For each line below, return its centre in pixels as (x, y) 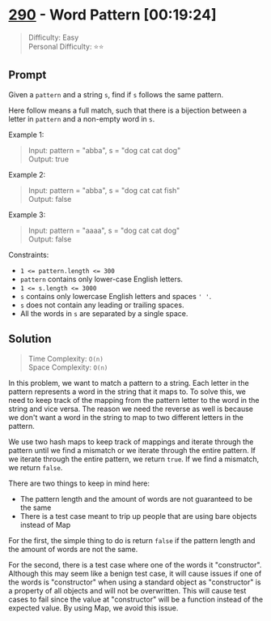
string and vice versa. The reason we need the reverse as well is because (131, 409)
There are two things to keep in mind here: (79, 483)
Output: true (49, 159)
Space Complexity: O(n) (68, 367)
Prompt (28, 75)
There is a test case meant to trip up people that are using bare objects (138, 516)
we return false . (36, 467)
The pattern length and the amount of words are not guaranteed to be (136, 499)
